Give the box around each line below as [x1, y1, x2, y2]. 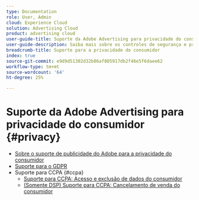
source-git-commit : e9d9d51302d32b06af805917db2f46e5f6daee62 [6, 58, 163, 64]
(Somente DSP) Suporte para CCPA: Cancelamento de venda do [23, 182, 181, 189]
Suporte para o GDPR [14, 163, 68, 170]
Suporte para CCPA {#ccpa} [14, 169, 84, 176]
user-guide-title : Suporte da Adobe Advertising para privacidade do [6, 36, 182, 42]
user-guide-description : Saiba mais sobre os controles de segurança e [6, 42, 187, 48]
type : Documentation [6, 8, 57, 15]
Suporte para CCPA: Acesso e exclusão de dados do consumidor [23, 175, 182, 182]
